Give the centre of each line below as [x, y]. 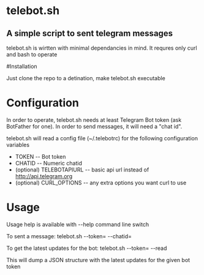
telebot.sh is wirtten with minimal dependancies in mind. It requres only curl [102, 48]
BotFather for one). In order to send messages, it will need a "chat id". [94, 126]
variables [18, 145]
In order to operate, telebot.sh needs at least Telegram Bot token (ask [94, 119]
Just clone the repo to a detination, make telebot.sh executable [86, 78]
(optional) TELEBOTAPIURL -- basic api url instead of [82, 170]
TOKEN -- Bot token [40, 156]
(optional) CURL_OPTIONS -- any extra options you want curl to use [101, 183]
